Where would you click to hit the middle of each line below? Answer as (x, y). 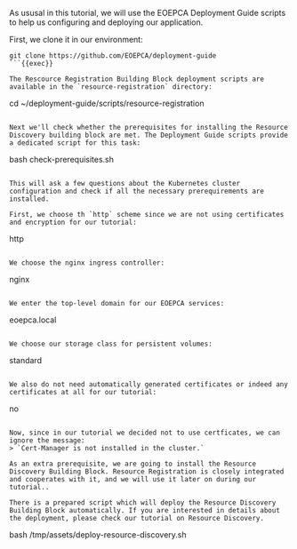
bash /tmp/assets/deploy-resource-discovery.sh (98, 535)
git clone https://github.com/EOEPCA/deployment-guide (113, 56)
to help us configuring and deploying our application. (106, 22)
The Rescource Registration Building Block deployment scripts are (137, 79)
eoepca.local (33, 320)
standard (26, 360)
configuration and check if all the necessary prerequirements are (137, 191)
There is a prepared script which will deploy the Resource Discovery (143, 503)
